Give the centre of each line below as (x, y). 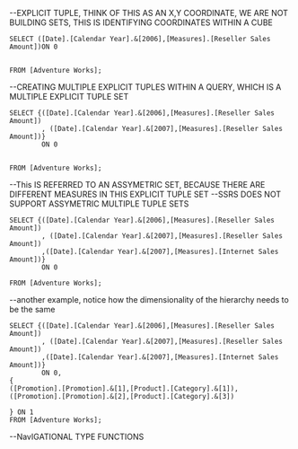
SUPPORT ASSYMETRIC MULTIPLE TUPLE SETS (99, 204)
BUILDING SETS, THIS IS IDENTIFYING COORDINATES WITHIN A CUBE (141, 22)
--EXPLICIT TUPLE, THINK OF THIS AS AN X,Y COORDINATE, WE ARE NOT (149, 13)
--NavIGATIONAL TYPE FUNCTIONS (77, 436)
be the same (32, 309)
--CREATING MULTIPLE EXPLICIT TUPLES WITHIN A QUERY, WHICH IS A (145, 87)
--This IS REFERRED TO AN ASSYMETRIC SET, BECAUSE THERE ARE (137, 185)
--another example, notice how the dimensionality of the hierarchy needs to (149, 299)
